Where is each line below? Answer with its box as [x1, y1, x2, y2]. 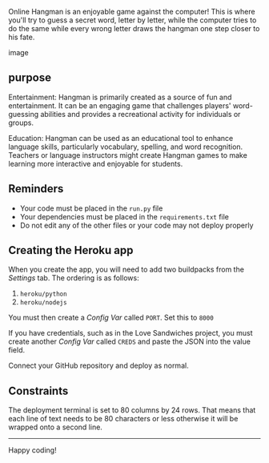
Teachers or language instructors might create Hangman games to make [8, 150, 248, 159]
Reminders [8, 182, 64, 195]
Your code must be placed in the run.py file [19, 203, 163, 213]
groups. [8, 118, 34, 127]
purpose [8, 71, 52, 85]
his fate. [8, 32, 35, 42]
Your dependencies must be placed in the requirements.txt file [19, 211, 230, 221]
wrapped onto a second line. [8, 422, 102, 432]
